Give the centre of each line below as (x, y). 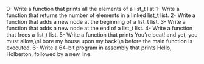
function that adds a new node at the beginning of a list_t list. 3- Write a (96, 22)
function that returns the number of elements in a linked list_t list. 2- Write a (101, 15)
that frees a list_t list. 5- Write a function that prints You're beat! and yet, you (102, 35)
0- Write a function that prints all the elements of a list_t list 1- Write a (93, 9)
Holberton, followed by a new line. (49, 54)
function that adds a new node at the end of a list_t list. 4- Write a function (100, 28)
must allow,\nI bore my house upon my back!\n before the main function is (100, 41)
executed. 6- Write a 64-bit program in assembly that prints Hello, (89, 48)
